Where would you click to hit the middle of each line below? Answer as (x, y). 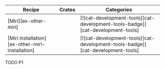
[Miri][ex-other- (27, 21)
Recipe (31, 10)
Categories (119, 10)
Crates (67, 10)
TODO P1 (14, 62)
